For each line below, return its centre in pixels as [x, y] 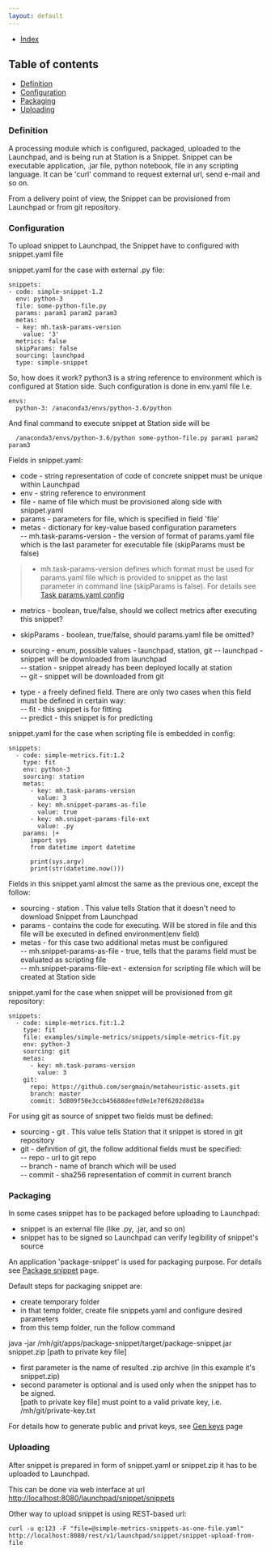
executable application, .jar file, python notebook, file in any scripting [123, 165]
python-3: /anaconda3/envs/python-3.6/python [94, 408]
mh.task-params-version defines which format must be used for [147, 569]
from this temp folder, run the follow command [97, 1328]
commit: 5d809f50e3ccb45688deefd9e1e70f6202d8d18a [117, 1101]
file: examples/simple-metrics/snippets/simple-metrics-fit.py [132, 1037]
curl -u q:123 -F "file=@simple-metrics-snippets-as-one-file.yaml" [126, 1528]
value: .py [56, 827]
